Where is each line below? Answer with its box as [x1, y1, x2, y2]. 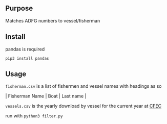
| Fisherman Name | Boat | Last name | [5, 93, 87, 99]
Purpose [5, 4, 33, 13]
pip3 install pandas [5, 56, 50, 61]
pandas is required [5, 46, 45, 52]
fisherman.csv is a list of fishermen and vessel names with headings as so [5, 83, 162, 89]
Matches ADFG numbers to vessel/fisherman [5, 17, 100, 23]
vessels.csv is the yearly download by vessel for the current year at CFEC [5, 103, 162, 109]
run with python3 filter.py [5, 113, 63, 119]
